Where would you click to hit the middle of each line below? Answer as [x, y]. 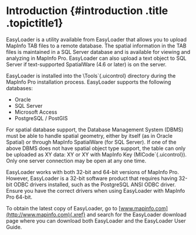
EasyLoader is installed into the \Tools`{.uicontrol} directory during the [91, 76]
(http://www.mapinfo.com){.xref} [46, 214]
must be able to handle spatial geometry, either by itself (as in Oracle [89, 135]
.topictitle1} [35, 23]
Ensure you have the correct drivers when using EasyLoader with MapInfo [96, 190]
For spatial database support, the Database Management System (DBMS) [95, 130]
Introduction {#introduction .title [87, 11]
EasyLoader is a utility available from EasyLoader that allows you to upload [96, 39]
